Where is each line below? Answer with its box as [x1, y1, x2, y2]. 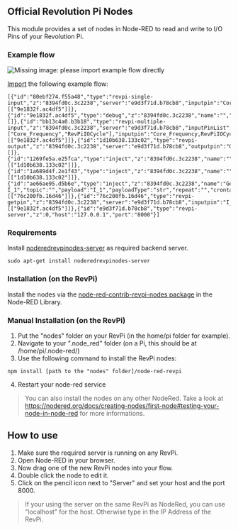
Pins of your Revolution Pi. [7, 32, 84, 40]
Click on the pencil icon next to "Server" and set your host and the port [17, 478, 225, 487]
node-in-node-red [24, 409, 79, 417]
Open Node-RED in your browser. [17, 456, 115, 464]
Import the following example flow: [7, 79, 108, 88]
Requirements [7, 228, 57, 238]
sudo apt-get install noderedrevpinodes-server [7, 258, 151, 265]
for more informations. [79, 409, 145, 417]
